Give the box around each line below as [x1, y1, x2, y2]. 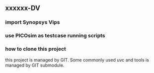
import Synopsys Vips [5, 19, 60, 26]
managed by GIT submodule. [5, 62, 65, 68]
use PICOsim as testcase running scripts [5, 32, 105, 39]
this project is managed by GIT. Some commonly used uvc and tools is [5, 57, 149, 63]
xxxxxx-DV [5, 4, 41, 12]
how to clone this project [5, 46, 66, 53]
